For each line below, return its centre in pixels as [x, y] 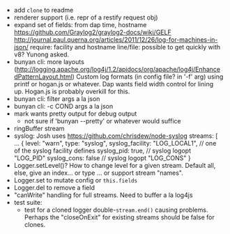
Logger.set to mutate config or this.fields [76, 180]
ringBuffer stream [39, 128]
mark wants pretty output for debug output [75, 114]
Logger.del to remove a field [54, 188]
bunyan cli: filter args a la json [57, 99]
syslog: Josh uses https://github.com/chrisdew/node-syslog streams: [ [116, 136]
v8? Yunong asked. [41, 54]
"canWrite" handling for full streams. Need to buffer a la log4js [103, 195]
